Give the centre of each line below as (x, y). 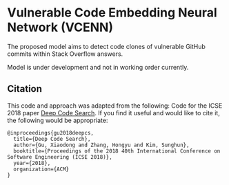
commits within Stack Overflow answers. (65, 54)
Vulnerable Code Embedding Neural (112, 13)
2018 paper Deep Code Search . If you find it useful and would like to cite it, (114, 113)
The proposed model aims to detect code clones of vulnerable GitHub (106, 46)
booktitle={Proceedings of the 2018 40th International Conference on (117, 151)
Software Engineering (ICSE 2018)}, (60, 157)
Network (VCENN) (60, 27)
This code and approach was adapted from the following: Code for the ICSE (115, 106)
